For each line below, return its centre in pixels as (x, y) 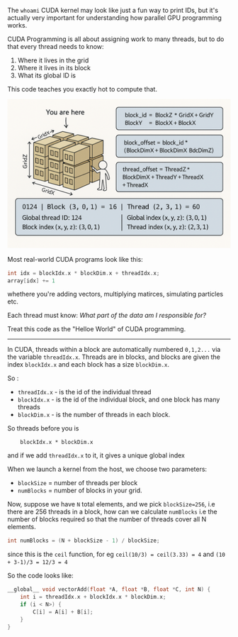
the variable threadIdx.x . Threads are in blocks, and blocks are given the (114, 357)
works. (17, 25)
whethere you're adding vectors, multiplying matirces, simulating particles (115, 294)
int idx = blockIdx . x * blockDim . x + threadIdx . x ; (84, 273)
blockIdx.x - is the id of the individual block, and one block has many (119, 399)
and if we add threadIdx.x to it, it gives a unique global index (96, 455)
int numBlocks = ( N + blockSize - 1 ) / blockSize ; (84, 541)
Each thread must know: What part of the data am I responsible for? (107, 316)
